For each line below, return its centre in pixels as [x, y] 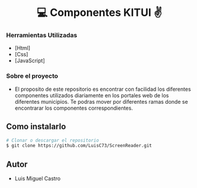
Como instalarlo [36, 127]
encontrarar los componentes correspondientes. [74, 108]
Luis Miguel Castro [38, 179]
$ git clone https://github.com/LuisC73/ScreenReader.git [79, 146]
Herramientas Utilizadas [42, 36]
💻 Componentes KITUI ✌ [99, 13]
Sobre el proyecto [32, 76]
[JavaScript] [30, 60]
